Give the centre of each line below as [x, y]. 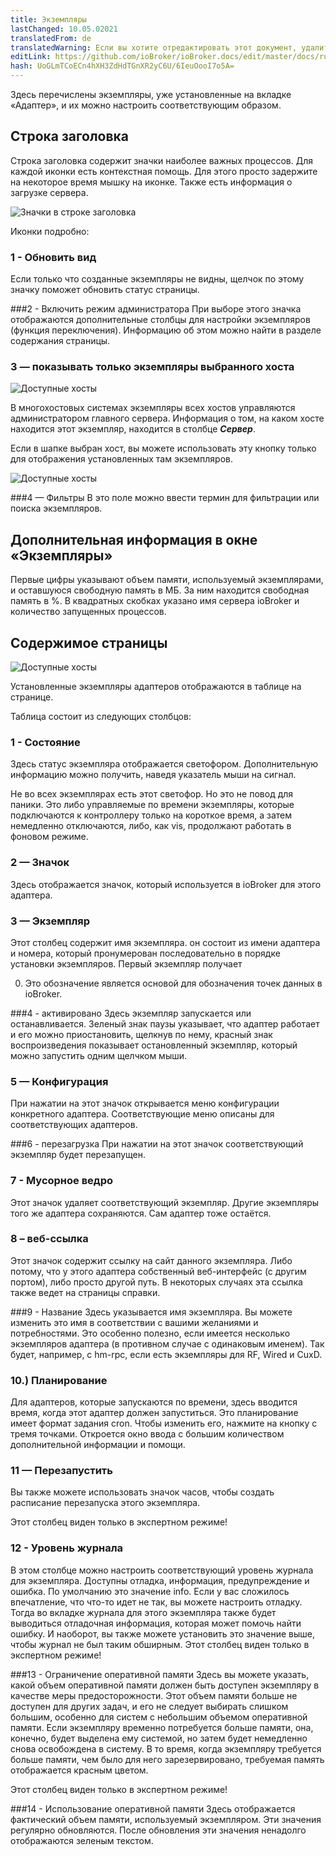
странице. [32, 697]
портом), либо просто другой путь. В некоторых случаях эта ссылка [156, 1282]
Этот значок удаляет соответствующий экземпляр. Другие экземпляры [165, 1202]
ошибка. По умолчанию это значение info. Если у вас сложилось [150, 1591]
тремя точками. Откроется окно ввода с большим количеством [147, 1434]
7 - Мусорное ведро [61, 1181]
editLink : [31, 57]
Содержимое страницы [89, 642]
